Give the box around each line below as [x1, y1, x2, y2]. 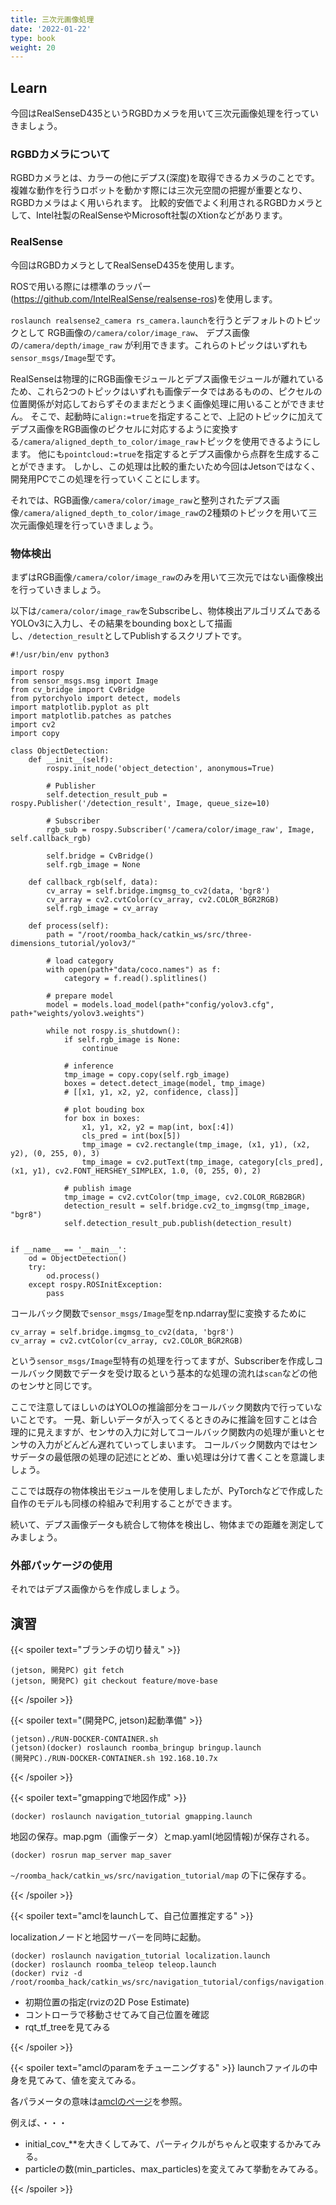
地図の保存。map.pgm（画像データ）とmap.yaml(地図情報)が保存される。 [10, 1831, 315, 1843]
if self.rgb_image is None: [63, 1034, 182, 1045]
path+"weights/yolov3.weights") [10, 1008, 145, 1018]
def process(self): [28, 921, 110, 931]
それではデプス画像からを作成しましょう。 [10, 1583, 185, 1595]
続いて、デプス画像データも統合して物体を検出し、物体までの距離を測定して [10, 1518, 325, 1530]
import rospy [10, 667, 65, 677]
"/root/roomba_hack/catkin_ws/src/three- [77, 929, 253, 940]
